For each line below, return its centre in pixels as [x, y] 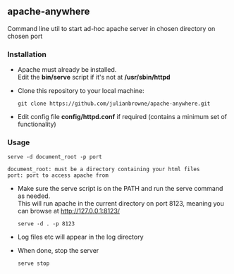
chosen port [25, 36]
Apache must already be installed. [67, 70]
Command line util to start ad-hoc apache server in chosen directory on [111, 28]
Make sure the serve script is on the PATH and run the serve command [120, 189]
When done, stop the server [58, 251]
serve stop [33, 263]
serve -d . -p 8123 [46, 224]
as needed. [34, 196]
